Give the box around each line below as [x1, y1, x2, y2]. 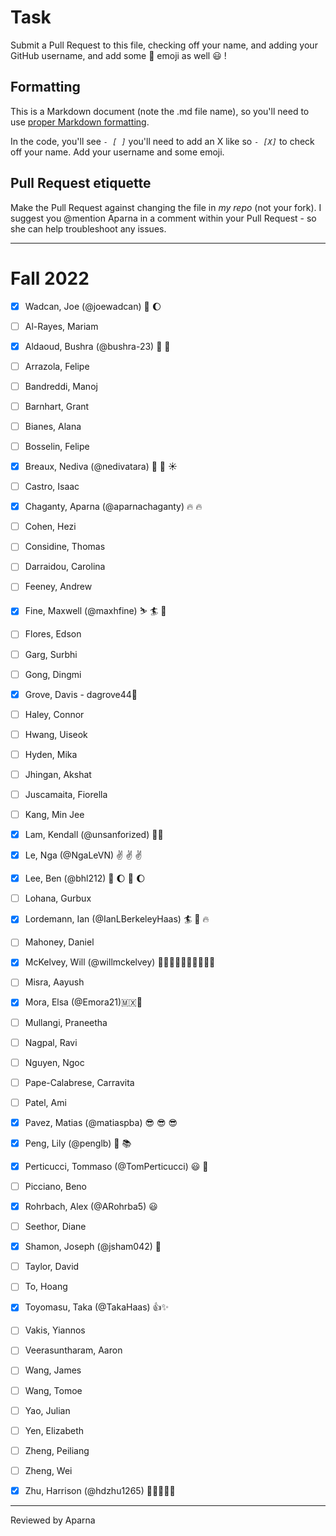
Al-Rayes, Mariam [24, 320, 99, 332]
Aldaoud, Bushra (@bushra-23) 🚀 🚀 [24, 340, 171, 352]
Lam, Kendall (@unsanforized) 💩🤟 [24, 829, 164, 841]
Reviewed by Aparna [10, 1514, 96, 1526]
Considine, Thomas [24, 541, 106, 553]
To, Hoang [24, 1281, 68, 1293]
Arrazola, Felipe [24, 360, 90, 372]
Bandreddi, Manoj [24, 380, 98, 392]
